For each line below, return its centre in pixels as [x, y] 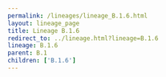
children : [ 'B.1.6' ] [42, 61]
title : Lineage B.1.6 [44, 30]
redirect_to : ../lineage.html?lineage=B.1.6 [83, 38]
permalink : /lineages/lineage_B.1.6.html [78, 16]
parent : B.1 [27, 53]
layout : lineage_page [44, 23]
